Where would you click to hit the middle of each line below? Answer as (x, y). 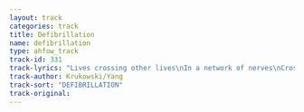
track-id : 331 (36, 60)
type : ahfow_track (44, 51)
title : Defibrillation (52, 34)
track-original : (40, 93)
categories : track (44, 26)
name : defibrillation (50, 43)
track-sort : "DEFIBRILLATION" (66, 85)
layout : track (36, 18)
